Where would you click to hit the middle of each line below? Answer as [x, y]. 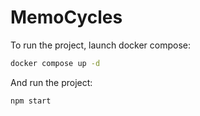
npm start [31, 101]
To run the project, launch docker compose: [101, 45]
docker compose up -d [55, 63]
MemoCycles [66, 17]
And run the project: [51, 82]
